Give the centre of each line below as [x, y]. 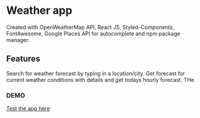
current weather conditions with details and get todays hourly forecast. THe [100, 79]
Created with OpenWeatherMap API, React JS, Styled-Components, [90, 27]
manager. [18, 40]
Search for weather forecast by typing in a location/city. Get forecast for [96, 73]
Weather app [39, 11]
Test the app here [28, 108]
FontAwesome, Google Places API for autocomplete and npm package [93, 33]
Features [23, 59]
